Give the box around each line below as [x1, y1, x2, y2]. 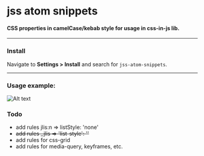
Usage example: [7, 81, 56, 90]
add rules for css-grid [15, 137, 70, 144]
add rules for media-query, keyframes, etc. [15, 143, 123, 150]
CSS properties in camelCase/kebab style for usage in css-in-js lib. [7, 24, 180, 31]
